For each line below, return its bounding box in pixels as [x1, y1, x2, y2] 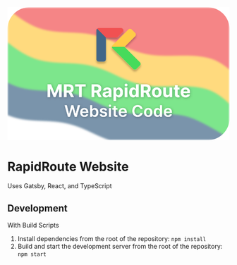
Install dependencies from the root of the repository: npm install [17, 235, 207, 243]
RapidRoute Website [7, 159, 129, 175]
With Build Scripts [7, 221, 59, 230]
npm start [17, 251, 47, 258]
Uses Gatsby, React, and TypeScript [7, 182, 112, 190]
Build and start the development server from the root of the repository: [17, 242, 223, 251]
